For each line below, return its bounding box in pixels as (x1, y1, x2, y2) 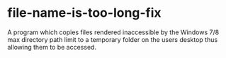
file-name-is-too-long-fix (7, 5, 162, 21)
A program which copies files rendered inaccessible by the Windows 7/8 (7, 28, 220, 36)
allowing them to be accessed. (7, 43, 97, 51)
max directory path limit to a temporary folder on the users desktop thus (7, 35, 218, 43)
